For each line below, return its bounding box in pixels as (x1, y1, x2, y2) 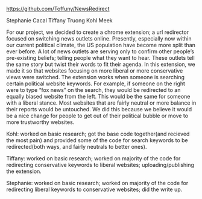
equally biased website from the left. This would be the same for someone (6, 93, 191, 100)
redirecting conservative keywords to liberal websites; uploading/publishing (6, 161, 195, 168)
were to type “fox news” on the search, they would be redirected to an (6, 86, 181, 93)
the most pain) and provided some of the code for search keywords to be (6, 137, 188, 144)
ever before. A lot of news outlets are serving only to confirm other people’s (6, 48, 195, 55)
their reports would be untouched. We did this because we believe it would (6, 106, 192, 113)
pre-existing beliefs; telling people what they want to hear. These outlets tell (6, 54, 195, 61)
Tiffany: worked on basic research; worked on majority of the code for (6, 155, 181, 162)
